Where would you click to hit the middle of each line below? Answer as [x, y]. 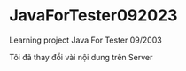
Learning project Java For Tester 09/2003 [85, 40]
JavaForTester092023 [93, 16]
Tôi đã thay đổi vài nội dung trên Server [81, 57]
